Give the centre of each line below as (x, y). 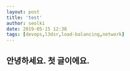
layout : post (23, 12)
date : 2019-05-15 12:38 (37, 29)
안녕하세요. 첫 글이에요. (48, 60)
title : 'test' (25, 18)
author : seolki (26, 23)
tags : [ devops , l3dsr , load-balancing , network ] (65, 35)
